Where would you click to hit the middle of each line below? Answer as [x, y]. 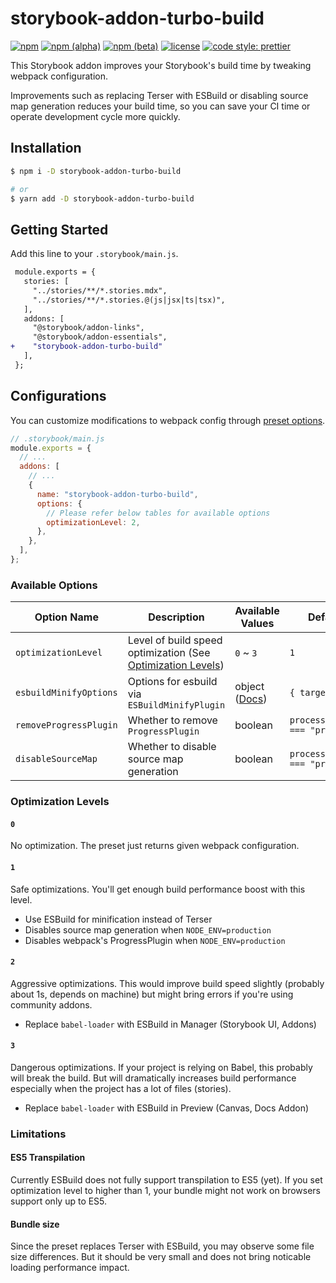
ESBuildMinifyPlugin [176, 705]
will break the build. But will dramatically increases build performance [153, 1078]
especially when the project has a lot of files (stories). [121, 1088]
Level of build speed [175, 640]
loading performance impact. [70, 1268]
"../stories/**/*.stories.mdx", [100, 290]
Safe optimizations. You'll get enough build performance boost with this [158, 889]
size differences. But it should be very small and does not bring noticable [161, 1257]
